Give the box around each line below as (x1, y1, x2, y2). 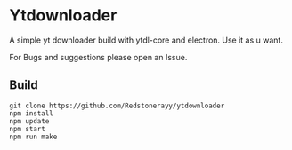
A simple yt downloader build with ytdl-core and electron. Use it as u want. (9, 35, 283, 45)
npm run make (9, 132, 58, 141)
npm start (9, 124, 46, 133)
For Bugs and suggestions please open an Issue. (9, 51, 188, 62)
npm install (9, 108, 53, 118)
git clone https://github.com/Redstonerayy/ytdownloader (9, 101, 225, 110)
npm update (9, 116, 50, 125)
